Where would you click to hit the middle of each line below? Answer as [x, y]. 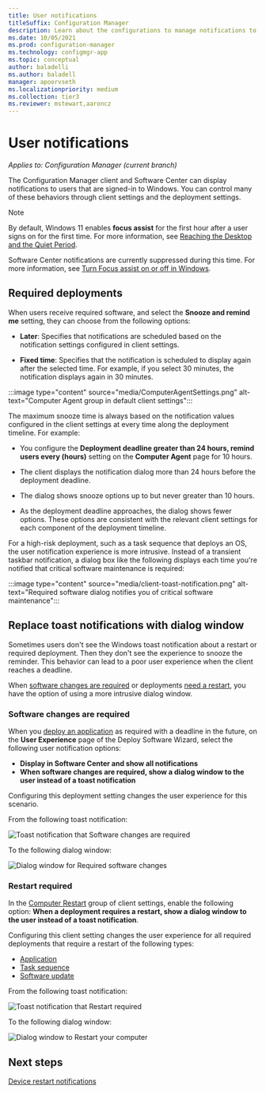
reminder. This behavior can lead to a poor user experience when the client [131, 661]
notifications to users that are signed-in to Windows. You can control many [130, 189]
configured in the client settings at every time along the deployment [119, 424]
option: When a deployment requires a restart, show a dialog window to [127, 912]
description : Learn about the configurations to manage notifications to [133, 30]
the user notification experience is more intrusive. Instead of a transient [125, 551]
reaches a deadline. [40, 669]
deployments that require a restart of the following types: [101, 944]
